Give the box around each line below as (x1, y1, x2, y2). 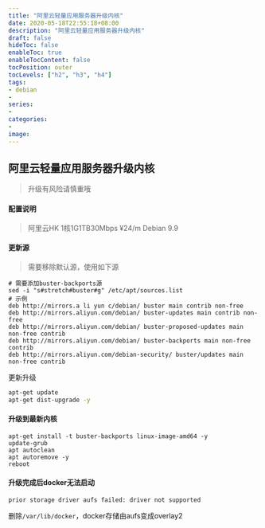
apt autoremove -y (8, 453, 69, 461)
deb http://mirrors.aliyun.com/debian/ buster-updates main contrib (8, 308, 240, 317)
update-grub (8, 439, 48, 447)
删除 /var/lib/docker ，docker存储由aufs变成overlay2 (8, 511, 183, 520)
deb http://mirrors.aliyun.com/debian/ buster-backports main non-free (8, 336, 251, 345)
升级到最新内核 (8, 414, 57, 424)
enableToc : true (8, 49, 62, 57)
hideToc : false (8, 41, 59, 49)
